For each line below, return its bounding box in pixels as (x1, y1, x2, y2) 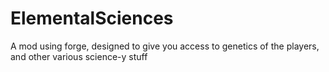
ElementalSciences (10, 7, 174, 30)
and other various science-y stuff (10, 50, 148, 62)
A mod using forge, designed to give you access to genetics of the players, (10, 40, 320, 52)
